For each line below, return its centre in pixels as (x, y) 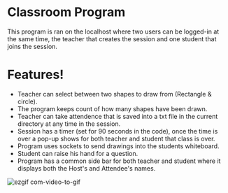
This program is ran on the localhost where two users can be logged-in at (113, 31)
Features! (36, 75)
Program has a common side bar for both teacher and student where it (119, 161)
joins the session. (33, 46)
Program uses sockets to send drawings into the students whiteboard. (118, 146)
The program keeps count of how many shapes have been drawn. (112, 108)
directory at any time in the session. (69, 124)
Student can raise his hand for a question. (78, 153)
